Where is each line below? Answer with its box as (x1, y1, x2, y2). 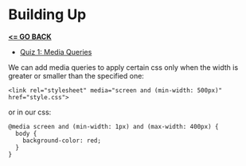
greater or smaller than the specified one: (8, 71, 145, 80)
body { (15, 129, 37, 137)
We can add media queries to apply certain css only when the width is (8, 62, 239, 72)
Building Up (8, 6, 87, 24)
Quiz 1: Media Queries (19, 47, 92, 56)
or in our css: (8, 107, 52, 117)
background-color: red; (22, 137, 102, 145)
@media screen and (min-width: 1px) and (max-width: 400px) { (8, 122, 219, 130)
